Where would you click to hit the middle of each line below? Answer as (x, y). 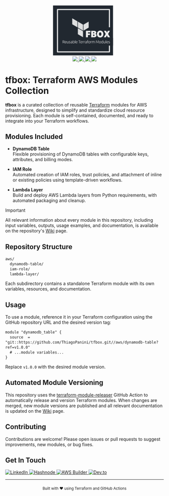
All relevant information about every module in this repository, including (79, 220)
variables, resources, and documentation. (48, 289)
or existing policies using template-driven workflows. (67, 180)
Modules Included (34, 137)
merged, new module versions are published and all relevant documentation (84, 406)
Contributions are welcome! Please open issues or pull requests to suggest (83, 439)
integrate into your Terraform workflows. (47, 121)
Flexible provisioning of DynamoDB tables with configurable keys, (80, 154)
